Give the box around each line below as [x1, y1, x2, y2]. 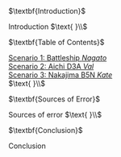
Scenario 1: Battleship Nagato [8, 53, 107, 62]
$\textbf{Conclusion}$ [8, 126, 83, 134]
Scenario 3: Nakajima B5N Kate [8, 70, 113, 80]
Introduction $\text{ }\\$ [8, 22, 88, 31]
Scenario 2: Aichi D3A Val [8, 62, 94, 71]
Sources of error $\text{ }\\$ [8, 110, 102, 119]
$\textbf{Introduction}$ [8, 6, 86, 15]
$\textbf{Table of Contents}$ [8, 38, 105, 47]
